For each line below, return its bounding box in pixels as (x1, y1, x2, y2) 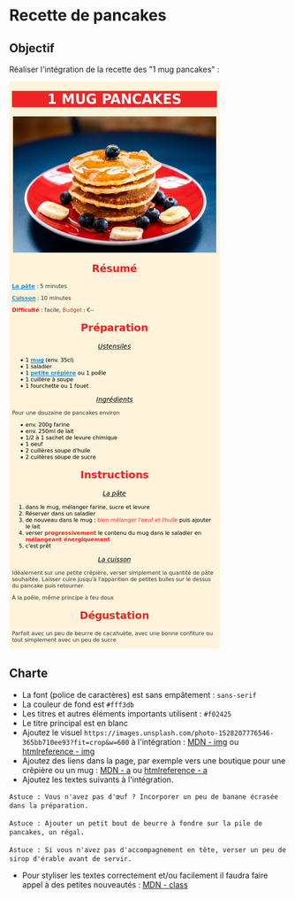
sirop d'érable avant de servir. (9, 854, 132, 864)
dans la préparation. (9, 801, 89, 810)
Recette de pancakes (9, 5, 167, 26)
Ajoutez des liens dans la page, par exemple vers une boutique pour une (21, 755, 286, 766)
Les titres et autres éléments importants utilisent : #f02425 (21, 708, 232, 718)
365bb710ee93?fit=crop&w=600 (21, 738, 130, 747)
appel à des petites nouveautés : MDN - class (21, 879, 188, 890)
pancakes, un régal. (9, 827, 86, 837)
